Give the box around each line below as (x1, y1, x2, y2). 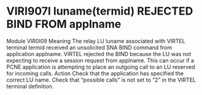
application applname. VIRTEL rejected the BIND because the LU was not (6, 50, 192, 57)
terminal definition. (6, 82, 54, 90)
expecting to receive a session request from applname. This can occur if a (6, 57, 195, 64)
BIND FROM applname (6, 17, 122, 31)
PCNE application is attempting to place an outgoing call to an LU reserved (6, 63, 195, 71)
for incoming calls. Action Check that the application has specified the (6, 69, 184, 77)
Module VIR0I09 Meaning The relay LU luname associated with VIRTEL (6, 37, 185, 44)
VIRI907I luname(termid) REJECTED (6, 4, 193, 18)
